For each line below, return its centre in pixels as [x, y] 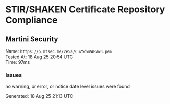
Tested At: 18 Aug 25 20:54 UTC [39, 57]
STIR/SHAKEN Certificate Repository [85, 9]
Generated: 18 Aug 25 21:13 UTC [39, 96]
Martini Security [32, 39]
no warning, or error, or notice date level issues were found [68, 86]
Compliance [31, 20]
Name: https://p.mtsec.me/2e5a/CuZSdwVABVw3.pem [59, 51]
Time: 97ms [18, 62]
